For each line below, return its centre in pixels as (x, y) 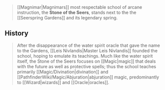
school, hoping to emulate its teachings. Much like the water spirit (85, 56)
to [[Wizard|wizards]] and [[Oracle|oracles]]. (63, 82)
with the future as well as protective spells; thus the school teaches (87, 66)
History (17, 34)
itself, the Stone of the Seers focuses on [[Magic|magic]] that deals (86, 61)
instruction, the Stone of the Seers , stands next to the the (76, 12)
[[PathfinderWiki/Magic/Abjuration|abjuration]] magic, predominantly (88, 77)
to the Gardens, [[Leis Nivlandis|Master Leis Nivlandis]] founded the (87, 50)
